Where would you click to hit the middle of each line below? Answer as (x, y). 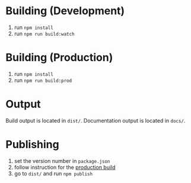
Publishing (33, 145)
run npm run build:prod (43, 80)
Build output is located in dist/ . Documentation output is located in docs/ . (95, 120)
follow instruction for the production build (65, 167)
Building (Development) (65, 11)
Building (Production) (59, 58)
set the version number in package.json (62, 160)
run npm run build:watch (44, 33)
